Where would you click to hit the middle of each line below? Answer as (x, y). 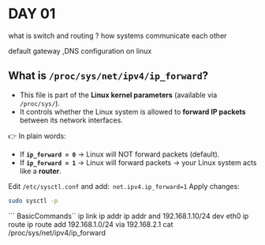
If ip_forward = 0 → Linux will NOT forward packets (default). (119, 154)
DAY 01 (32, 14)
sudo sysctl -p (33, 201)
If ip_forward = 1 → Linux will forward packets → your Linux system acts (138, 162)
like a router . (40, 171)
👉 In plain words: (37, 136)
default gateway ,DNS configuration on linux (80, 51)
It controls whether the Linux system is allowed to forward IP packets (132, 111)
